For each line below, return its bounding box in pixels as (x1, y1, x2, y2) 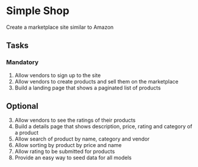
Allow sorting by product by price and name (14, 142, 122, 149)
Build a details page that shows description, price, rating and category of (14, 123, 193, 130)
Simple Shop (6, 4, 70, 18)
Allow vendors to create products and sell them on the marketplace (14, 78, 178, 85)
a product (14, 129, 39, 136)
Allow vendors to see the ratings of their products (14, 116, 136, 124)
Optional (6, 101, 38, 111)
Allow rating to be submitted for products (14, 148, 115, 155)
